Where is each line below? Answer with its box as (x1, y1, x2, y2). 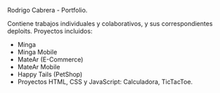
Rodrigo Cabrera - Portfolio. (7, 6, 88, 14)
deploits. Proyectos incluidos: (7, 27, 93, 35)
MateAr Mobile (17, 63, 60, 71)
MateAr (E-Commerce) (17, 55, 84, 64)
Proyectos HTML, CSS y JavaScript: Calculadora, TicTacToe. (17, 78, 193, 86)
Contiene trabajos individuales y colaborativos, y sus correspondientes (7, 20, 213, 27)
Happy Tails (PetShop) (17, 70, 83, 78)
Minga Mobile (17, 48, 58, 56)
